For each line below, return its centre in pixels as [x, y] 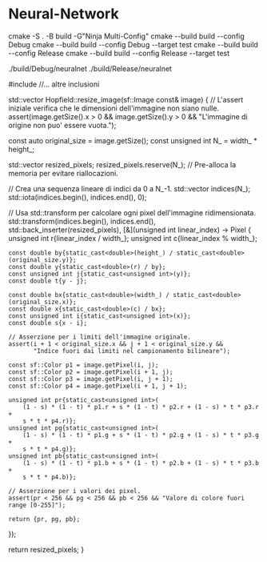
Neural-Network [64, 14]
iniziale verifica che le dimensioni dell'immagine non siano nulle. [114, 108]
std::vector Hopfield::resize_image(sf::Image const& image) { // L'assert [126, 99]
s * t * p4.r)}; [50, 421]
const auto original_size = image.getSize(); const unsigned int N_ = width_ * [133, 140]
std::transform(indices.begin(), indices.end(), [82, 221]
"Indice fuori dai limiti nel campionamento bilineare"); [132, 351]
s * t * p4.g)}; [50, 449]
